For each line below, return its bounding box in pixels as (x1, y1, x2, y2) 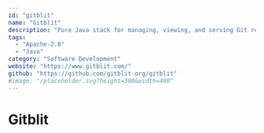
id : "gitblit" (8, 11, 55, 20)
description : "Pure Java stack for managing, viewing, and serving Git (8, 26, 247, 34)
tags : (8, 33, 26, 41)
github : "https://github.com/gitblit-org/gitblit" (8, 70, 178, 77)
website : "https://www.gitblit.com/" (8, 63, 132, 70)
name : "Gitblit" (8, 19, 61, 27)
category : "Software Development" (8, 56, 122, 63)
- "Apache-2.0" (15, 41, 65, 49)
